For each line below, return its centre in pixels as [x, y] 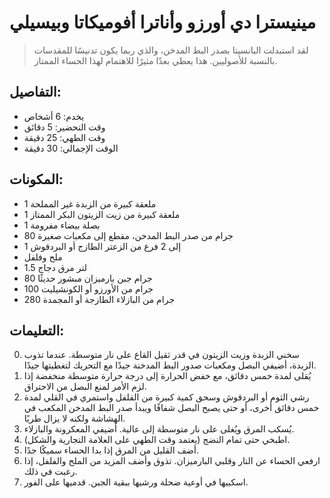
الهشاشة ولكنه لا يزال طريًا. [74, 418]
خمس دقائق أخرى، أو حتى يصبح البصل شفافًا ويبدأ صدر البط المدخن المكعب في [171, 408]
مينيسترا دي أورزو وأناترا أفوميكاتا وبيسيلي [163, 22]
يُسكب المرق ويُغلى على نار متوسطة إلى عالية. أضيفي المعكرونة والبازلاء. [159, 429]
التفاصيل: [35, 92]
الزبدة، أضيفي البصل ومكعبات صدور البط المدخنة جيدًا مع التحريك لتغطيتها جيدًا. [170, 365]
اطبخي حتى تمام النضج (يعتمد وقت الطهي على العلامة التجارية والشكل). [157, 440]
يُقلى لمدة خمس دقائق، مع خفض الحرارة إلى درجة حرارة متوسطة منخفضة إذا [167, 376]
